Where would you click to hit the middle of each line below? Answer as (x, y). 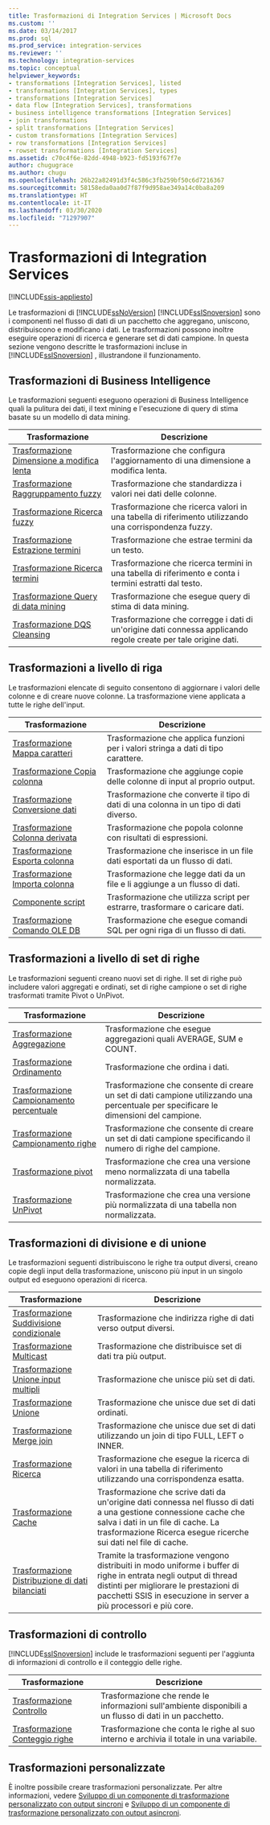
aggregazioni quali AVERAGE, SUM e (174, 1039)
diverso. (123, 814)
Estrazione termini (47, 550)
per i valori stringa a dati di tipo (165, 748)
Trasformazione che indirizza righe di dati (176, 1318)
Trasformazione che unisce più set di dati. (176, 1379)
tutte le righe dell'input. (47, 704)
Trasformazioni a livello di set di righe (104, 959)
